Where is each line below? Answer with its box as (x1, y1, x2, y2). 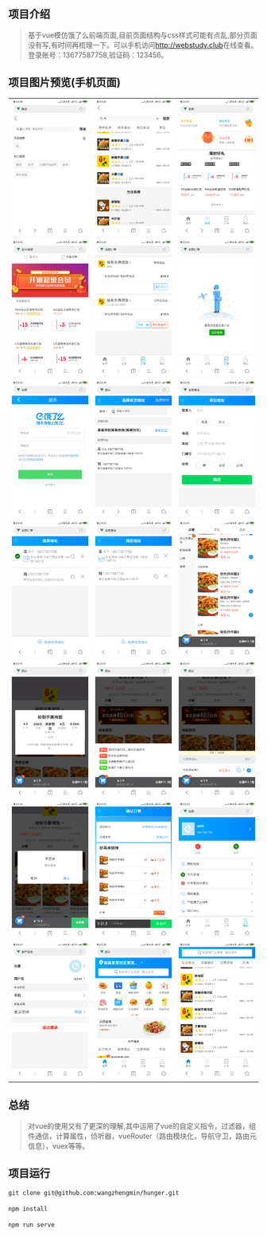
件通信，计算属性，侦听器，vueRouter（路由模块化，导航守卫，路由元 (27, 1131, 257, 1141)
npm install (8, 1205, 48, 1213)
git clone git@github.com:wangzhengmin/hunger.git (8, 1189, 180, 1197)
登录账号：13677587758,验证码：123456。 (27, 50, 168, 60)
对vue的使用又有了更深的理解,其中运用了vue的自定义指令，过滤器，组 (27, 1121, 257, 1130)
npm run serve (8, 1221, 56, 1229)
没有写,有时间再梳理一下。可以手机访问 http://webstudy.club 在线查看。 (27, 40, 258, 49)
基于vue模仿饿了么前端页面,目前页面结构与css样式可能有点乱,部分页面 (27, 30, 257, 40)
